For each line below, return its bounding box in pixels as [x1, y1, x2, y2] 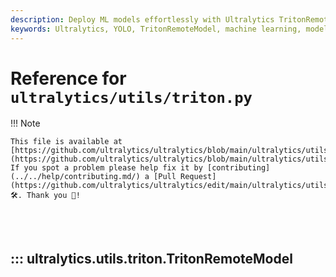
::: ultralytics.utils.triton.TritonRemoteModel [10, 250, 293, 267]
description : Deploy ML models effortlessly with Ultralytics [10, 14, 275, 25]
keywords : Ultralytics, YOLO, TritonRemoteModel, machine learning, [10, 24, 302, 34]
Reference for [10, 67, 127, 90]
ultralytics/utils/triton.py [10, 88, 253, 107]
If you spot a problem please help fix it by [10, 163, 203, 173]
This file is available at [10, 137, 123, 147]
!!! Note [10, 117, 41, 130]
